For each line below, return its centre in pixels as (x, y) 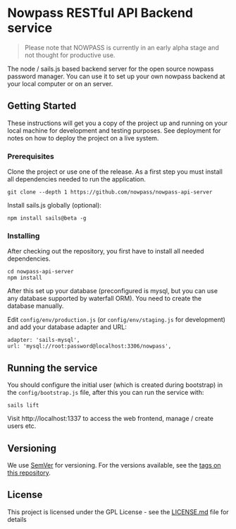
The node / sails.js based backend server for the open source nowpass (111, 69)
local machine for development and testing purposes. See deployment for (114, 130)
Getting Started (42, 106)
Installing (24, 236)
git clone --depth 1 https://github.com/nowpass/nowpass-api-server (110, 192)
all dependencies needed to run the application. (76, 179)
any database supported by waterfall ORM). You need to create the (105, 299)
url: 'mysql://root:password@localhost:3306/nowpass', (89, 346)
